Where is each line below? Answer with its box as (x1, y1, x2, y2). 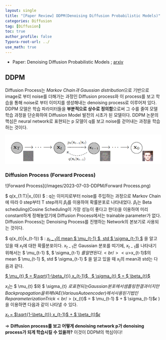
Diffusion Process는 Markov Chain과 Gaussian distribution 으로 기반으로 (5, 87, 150, 93)
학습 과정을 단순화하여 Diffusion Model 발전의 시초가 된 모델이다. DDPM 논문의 (5, 112, 159, 118)
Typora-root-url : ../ (5, 40, 50, 45)
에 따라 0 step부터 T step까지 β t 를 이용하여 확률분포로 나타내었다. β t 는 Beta (5, 199, 152, 206)
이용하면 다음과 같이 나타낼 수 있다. (10, 302, 78, 308)
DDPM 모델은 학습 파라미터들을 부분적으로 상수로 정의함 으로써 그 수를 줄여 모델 (5, 106, 158, 112)
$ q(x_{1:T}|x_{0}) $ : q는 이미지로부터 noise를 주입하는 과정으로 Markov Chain (5, 193, 161, 199)
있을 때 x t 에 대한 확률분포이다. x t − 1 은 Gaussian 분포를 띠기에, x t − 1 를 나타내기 (5, 242, 157, 250)
